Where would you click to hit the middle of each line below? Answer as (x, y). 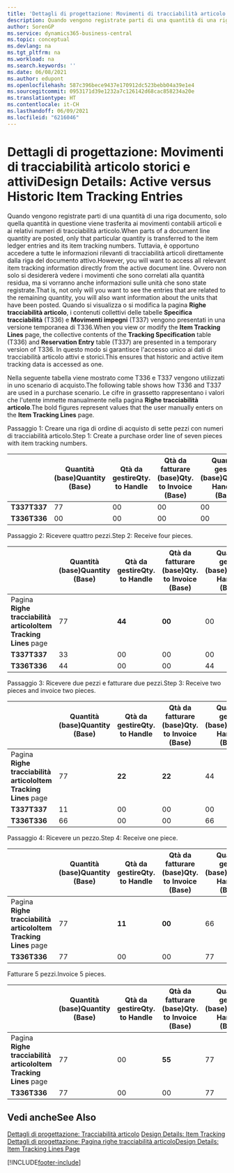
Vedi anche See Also (52, 1117)
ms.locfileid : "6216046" (43, 117)
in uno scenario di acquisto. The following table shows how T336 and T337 (114, 385)
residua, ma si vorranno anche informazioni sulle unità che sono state (107, 283)
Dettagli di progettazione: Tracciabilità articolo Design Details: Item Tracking (116, 1134)
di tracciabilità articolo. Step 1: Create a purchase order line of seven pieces (115, 435)
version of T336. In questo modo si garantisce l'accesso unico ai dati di (110, 349)
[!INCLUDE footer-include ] (44, 1163)
